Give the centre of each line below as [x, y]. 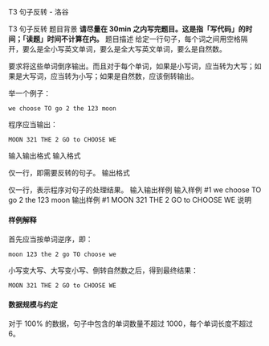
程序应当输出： [33, 124]
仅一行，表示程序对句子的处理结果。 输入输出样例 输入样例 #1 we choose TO [135, 190]
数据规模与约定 [33, 304]
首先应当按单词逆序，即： [51, 239]
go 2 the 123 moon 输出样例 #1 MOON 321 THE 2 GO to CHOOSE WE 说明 [130, 200]
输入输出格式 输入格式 [45, 156]
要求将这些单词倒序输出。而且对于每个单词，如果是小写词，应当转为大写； [131, 66]
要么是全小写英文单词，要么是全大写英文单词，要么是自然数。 [124, 49]
